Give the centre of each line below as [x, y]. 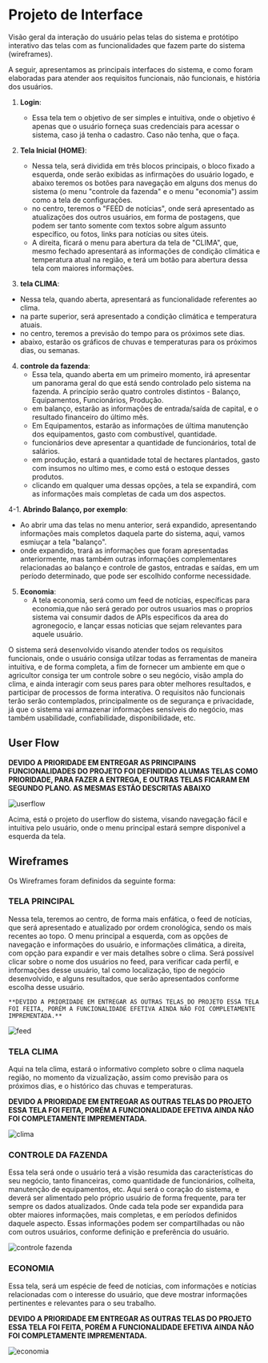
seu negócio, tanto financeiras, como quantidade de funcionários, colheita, [132, 1181]
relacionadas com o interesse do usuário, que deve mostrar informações [128, 1294]
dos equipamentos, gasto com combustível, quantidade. [124, 434]
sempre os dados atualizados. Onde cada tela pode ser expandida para [126, 1207]
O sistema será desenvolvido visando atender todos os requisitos [116, 649]
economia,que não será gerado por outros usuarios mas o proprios [142, 608]
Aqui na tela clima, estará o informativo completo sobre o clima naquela [126, 1069]
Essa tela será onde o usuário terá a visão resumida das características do [131, 1172]
